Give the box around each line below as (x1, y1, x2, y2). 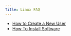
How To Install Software (12, 25, 60, 32)
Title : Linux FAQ (5, 7, 40, 12)
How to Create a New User (12, 20, 66, 26)
